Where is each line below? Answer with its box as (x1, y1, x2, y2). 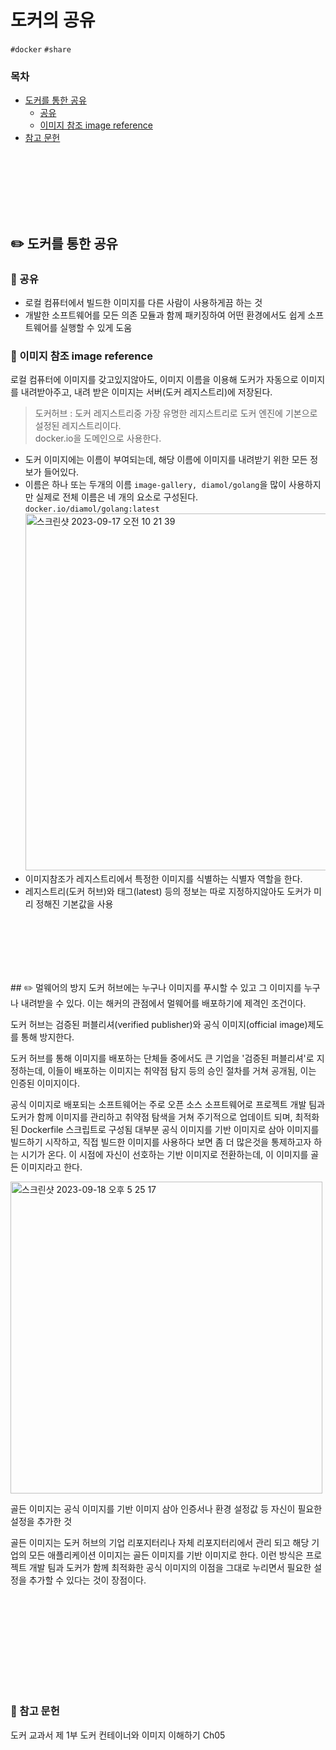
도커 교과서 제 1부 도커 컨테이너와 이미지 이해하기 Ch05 (10, 1729, 226, 1741)
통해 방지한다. (20, 1031, 75, 1043)
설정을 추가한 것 (10, 1516, 73, 1528)
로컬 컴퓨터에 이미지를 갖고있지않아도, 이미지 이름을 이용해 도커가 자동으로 (10, 374, 299, 386)
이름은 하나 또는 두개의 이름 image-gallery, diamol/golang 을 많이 (24, 479, 287, 491)
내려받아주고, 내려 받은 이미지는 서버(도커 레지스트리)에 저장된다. (20, 386, 273, 398)
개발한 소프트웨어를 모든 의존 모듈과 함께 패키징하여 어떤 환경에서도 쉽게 (24, 309, 306, 321)
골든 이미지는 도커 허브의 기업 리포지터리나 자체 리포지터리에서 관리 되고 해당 (10, 1537, 310, 1549)
